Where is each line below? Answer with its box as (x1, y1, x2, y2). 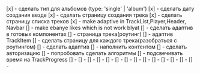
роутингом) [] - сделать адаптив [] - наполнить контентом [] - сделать (6, 43, 187, 50)
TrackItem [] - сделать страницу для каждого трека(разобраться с (6, 37, 177, 44)
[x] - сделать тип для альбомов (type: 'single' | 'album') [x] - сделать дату (6, 5, 195, 12)
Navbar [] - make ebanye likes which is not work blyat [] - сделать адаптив (6, 24, 193, 31)
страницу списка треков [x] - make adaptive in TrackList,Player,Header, (6, 18, 186, 25)
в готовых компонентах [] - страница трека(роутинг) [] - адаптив (6, 31, 173, 38)
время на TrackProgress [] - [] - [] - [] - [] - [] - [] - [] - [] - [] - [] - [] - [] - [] (6, 56, 193, 63)
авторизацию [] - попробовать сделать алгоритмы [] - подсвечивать (6, 50, 183, 56)
